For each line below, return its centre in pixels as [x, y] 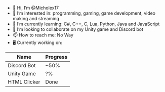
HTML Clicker [24, 82]
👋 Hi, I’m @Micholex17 [36, 8]
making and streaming [36, 18]
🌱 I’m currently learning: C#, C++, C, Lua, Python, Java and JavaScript [86, 24]
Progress [56, 57]
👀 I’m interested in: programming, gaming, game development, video [84, 13]
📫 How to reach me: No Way [43, 35]
